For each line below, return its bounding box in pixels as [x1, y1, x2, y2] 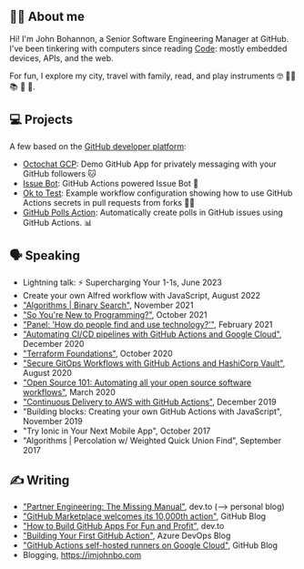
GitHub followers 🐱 [22, 168, 97, 178]
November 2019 [22, 416, 84, 427]
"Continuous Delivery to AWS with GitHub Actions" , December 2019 [22, 397, 277, 408]
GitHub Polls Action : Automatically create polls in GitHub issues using [22, 207, 284, 218]
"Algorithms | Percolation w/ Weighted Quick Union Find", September [22, 435, 282, 446]
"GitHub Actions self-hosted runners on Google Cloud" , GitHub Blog [22, 540, 279, 551]
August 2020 [22, 368, 73, 379]
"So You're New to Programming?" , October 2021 [22, 310, 208, 320]
